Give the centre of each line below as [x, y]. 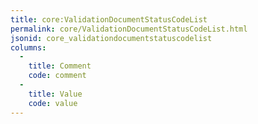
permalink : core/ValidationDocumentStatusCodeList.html [129, 29]
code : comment [57, 76]
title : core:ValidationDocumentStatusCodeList [109, 19]
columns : [28, 47]
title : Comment [60, 66]
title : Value [55, 94]
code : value [53, 103]
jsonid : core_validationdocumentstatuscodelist [111, 38]
